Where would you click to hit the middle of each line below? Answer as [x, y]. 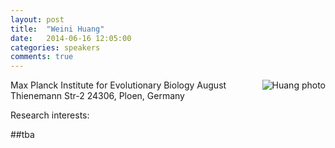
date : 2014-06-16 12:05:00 [71, 38]
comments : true [42, 57]
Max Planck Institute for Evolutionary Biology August [118, 85]
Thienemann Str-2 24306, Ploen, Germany [97, 96]
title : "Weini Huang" [57, 29]
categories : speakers [55, 47]
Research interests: [50, 115]
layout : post [37, 19]
